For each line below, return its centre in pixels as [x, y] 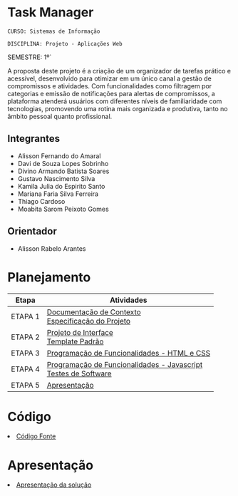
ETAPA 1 [26, 316]
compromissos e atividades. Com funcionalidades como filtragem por [110, 86]
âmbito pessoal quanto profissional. [60, 116]
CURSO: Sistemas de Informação [54, 31]
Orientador [32, 231]
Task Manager [51, 12]
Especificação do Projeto [88, 321]
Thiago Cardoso [41, 201]
